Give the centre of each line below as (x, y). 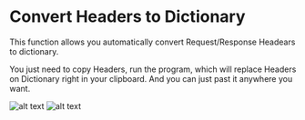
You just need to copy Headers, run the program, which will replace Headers (153, 69)
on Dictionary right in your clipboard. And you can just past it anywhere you (151, 78)
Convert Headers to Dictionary (127, 17)
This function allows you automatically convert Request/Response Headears (152, 42)
